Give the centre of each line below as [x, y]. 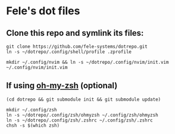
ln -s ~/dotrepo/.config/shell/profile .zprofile [69, 52]
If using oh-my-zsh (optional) [62, 85]
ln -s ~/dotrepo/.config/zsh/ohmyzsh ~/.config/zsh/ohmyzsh [82, 115]
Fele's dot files [43, 11]
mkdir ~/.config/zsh [32, 110]
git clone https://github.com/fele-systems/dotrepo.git [77, 46]
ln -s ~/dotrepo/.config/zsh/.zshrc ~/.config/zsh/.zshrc [79, 120]
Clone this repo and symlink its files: [75, 33]
